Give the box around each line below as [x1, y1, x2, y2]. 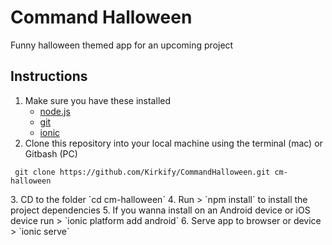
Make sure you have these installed [24, 94, 171, 106]
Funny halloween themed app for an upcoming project [10, 39, 234, 51]
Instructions [10, 68, 88, 85]
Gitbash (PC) [24, 147, 78, 160]
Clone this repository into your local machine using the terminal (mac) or [24, 137, 323, 149]
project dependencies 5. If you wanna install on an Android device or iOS [10, 204, 311, 216]
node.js [39, 105, 71, 117]
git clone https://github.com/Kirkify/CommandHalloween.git [14, 167, 271, 177]
